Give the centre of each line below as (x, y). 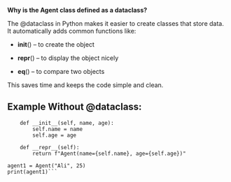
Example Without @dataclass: (75, 107)
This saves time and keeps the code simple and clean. (85, 85)
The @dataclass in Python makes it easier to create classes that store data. (115, 23)
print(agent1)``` (33, 172)
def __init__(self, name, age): (67, 123)
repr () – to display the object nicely (68, 58)
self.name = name (57, 129)
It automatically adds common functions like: (72, 31)
